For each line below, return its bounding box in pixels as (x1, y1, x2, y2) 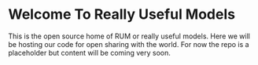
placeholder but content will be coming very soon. (8, 48, 171, 57)
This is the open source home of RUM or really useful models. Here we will (8, 31, 250, 41)
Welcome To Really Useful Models (8, 5, 236, 23)
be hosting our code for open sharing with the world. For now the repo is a (8, 39, 249, 49)
